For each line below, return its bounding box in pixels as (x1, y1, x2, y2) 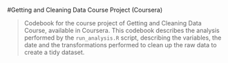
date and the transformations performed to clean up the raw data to (23, 41, 217, 49)
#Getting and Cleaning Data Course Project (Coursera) (7, 6, 163, 14)
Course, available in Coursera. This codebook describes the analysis (23, 27, 220, 34)
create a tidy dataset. (23, 48, 85, 56)
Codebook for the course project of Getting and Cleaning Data (23, 19, 202, 27)
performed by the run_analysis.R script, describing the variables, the (23, 34, 222, 42)
